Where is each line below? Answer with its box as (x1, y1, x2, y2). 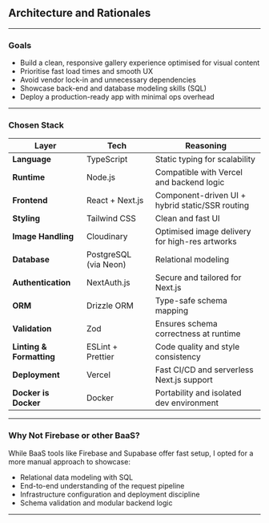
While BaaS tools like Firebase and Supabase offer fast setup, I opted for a (8, 448, 254, 458)
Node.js (86, 172, 116, 183)
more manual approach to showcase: (8, 456, 130, 466)
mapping (155, 305, 189, 316)
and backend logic (155, 176, 225, 188)
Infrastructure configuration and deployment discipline (19, 489, 200, 499)
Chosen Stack (8, 120, 64, 131)
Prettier (86, 351, 114, 363)
